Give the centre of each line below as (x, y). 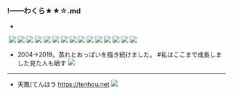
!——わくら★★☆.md (44, 10)
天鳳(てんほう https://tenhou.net (63, 85)
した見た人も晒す (42, 63)
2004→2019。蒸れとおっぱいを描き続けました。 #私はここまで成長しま (119, 55)
